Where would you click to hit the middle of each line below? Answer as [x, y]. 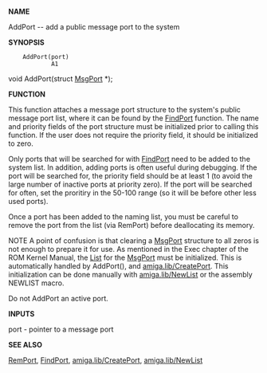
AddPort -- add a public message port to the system [94, 27]
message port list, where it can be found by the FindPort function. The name [133, 118]
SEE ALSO [25, 345]
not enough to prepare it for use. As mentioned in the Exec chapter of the [128, 249]
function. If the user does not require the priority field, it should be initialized [133, 135]
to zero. [21, 143]
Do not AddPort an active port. [59, 298]
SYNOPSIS [27, 42]
